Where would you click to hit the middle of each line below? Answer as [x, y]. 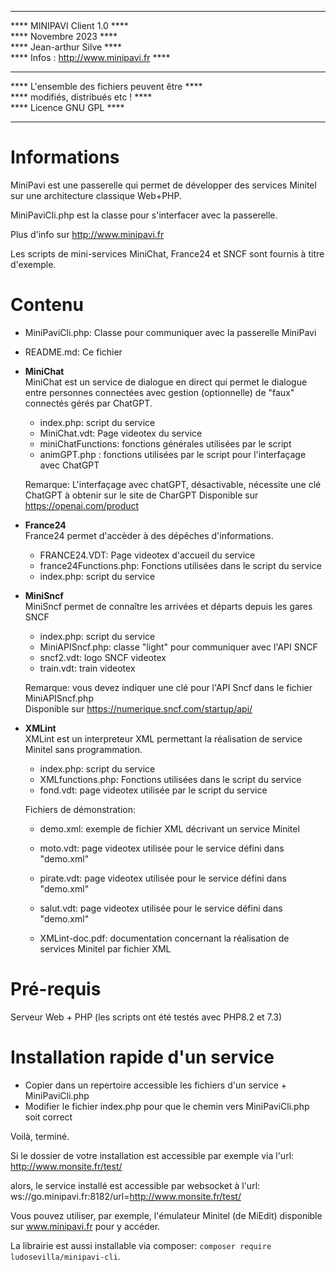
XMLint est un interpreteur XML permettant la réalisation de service [163, 738]
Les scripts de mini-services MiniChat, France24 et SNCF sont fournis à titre [167, 253]
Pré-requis [56, 989]
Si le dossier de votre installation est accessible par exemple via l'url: [152, 1155]
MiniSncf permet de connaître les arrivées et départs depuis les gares [168, 606]
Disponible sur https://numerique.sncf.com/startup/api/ [138, 708]
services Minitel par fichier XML [105, 948]
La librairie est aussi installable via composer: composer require [141, 1245]
